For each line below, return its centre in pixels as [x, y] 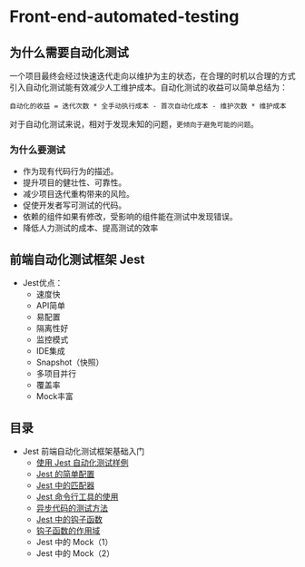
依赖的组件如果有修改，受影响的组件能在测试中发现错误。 [130, 217]
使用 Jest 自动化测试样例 [82, 462]
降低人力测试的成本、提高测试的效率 [90, 228]
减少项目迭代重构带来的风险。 [78, 194]
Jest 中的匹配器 [65, 485]
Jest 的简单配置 [65, 474]
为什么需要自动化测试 [69, 52]
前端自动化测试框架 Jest [77, 259]
